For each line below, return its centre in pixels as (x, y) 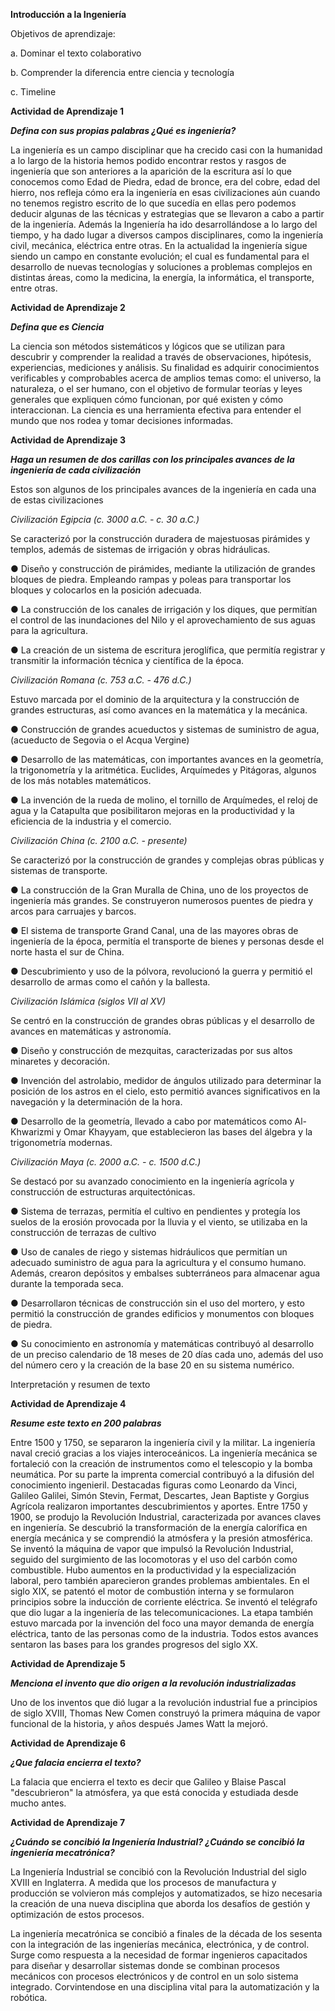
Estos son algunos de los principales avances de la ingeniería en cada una (163, 489)
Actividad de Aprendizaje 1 (67, 111)
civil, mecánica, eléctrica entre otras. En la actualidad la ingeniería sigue (159, 245)
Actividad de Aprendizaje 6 (68, 1743)
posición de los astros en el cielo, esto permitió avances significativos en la (165, 1091)
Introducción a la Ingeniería (68, 14)
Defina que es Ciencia (57, 327)
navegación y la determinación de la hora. (96, 1102)
